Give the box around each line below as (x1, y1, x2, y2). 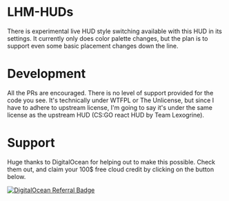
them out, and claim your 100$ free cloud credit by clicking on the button (7, 165, 215, 173)
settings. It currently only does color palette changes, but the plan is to (7, 34, 208, 42)
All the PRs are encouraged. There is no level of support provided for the (7, 88, 214, 97)
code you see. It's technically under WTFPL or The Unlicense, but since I (7, 96, 215, 104)
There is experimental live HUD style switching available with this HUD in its (7, 27, 222, 35)
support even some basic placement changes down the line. (7, 41, 179, 50)
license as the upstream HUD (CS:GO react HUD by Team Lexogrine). (7, 111, 205, 119)
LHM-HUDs (7, 4, 74, 20)
